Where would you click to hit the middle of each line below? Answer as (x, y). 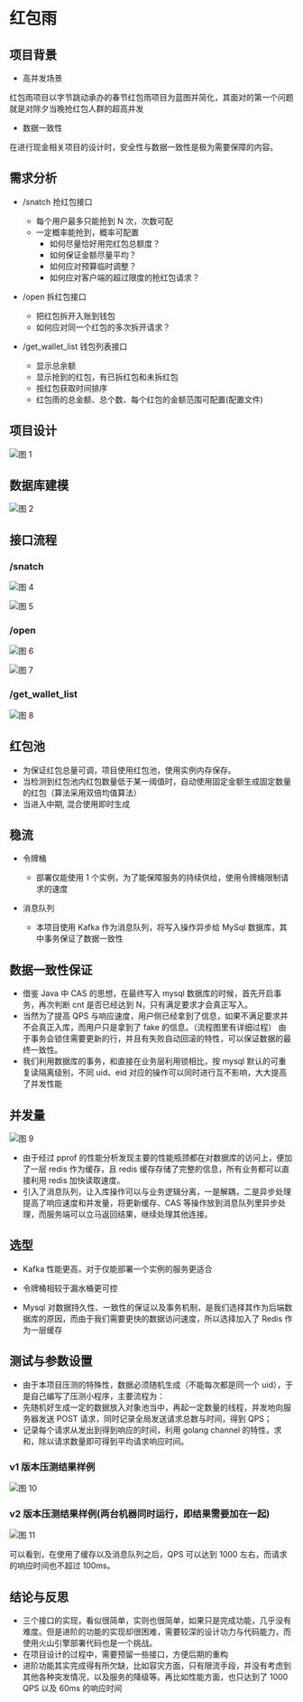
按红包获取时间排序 (72, 388)
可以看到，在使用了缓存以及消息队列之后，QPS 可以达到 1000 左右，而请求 (148, 1555)
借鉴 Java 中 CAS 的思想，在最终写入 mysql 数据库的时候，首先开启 (148, 993)
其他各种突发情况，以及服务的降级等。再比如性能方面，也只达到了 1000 (155, 1677)
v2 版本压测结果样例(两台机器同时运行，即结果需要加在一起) (140, 1513)
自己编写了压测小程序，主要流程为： (97, 1396)
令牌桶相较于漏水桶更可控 (70, 1288)
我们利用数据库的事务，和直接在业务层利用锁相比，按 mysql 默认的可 (150, 1061)
